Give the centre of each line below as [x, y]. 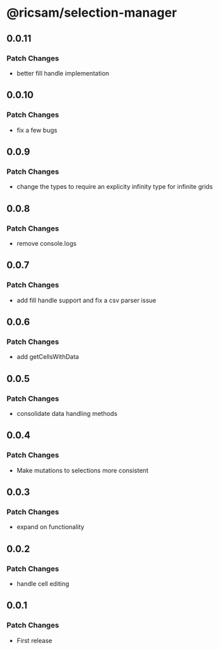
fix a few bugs [37, 130]
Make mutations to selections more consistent [82, 470]
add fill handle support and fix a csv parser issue [86, 300]
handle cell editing [43, 584]
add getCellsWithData [48, 357]
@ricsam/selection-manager [92, 13]
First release [34, 640]
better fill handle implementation [63, 73]
